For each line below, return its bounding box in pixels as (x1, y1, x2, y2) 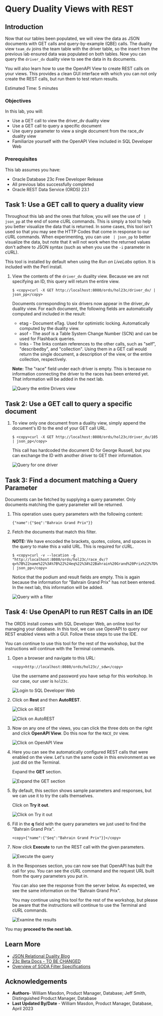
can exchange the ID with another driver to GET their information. (12, 453, 143, 459)
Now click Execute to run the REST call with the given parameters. (12, 844, 145, 850)
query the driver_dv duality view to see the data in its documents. (5, 56, 137, 62)
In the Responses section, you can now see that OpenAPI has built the (12, 863, 153, 869)
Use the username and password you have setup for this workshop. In (12, 673, 153, 679)
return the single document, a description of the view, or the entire (19, 351, 152, 357)
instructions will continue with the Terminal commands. (5, 645, 115, 651)
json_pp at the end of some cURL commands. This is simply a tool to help (5, 218, 151, 224)
